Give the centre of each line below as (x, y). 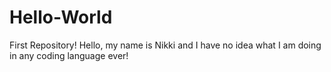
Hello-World (61, 17)
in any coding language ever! (69, 55)
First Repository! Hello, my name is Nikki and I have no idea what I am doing (165, 45)
